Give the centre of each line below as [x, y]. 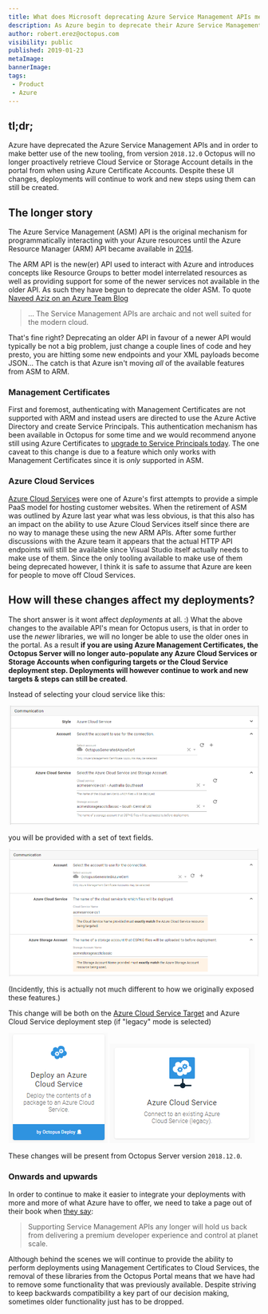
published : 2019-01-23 [46, 51]
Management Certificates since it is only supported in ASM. [106, 461]
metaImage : [26, 59]
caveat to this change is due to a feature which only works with [112, 452]
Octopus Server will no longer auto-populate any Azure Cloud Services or [133, 653]
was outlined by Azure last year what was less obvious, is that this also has [132, 516]
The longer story [51, 213]
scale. [37, 1243]
